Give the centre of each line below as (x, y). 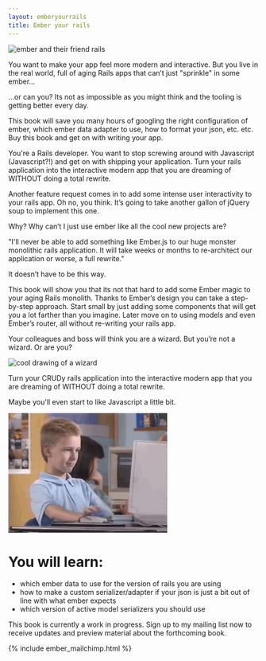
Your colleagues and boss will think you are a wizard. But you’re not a (122, 338)
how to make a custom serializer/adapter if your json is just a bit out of (135, 593)
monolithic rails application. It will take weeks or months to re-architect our (130, 250)
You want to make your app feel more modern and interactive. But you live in (133, 65)
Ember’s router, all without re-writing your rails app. (92, 323)
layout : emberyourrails (48, 17)
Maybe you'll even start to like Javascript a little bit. (92, 401)
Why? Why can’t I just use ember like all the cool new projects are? (118, 226)
